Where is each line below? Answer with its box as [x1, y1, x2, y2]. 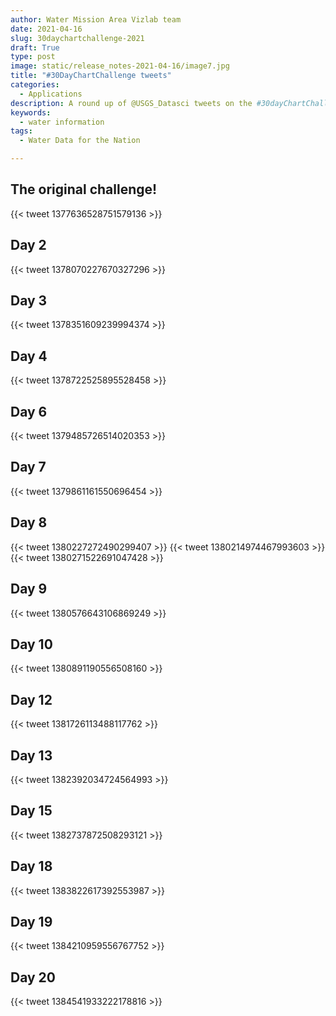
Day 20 [10, 969, 57, 986]
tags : [10, 126, 33, 136]
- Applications [19, 89, 83, 99]
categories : [10, 80, 60, 90]
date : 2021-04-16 [10, 24, 83, 34]
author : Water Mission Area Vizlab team [10, 14, 182, 25]
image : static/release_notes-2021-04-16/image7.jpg [10, 61, 230, 71]
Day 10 [10, 636, 53, 653]
